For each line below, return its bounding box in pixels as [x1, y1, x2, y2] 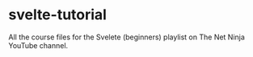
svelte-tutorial [8, 6, 108, 24]
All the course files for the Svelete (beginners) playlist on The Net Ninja [8, 32, 245, 42]
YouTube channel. [8, 40, 69, 50]
